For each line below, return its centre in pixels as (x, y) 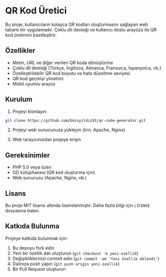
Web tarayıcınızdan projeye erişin (47, 140)
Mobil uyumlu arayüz (34, 84)
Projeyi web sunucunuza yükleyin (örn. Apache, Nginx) (69, 130)
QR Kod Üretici (36, 11)
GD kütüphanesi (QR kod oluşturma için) (54, 173)
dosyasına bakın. (22, 211)
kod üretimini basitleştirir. (31, 35)
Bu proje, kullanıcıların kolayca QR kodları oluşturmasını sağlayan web (77, 24)
